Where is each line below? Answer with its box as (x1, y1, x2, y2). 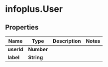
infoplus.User (5, 3, 63, 15)
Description (52, 38, 81, 44)
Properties (5, 23, 39, 32)
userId (7, 46, 23, 53)
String (28, 54, 43, 61)
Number (28, 46, 48, 53)
